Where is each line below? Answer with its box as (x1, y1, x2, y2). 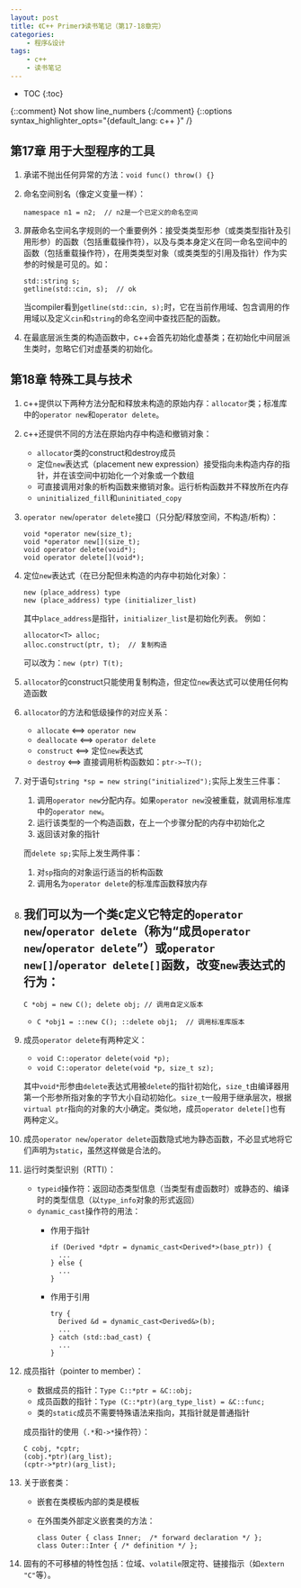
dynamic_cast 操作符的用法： (36, 1206, 141, 1217)
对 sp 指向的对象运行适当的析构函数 (36, 867, 164, 877)
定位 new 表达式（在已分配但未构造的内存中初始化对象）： (22, 569, 229, 581)
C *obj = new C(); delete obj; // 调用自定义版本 (22, 1001, 204, 1010)
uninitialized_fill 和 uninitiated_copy (36, 492, 182, 503)
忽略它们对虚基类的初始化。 (54, 343, 158, 354)
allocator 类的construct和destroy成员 (36, 447, 176, 458)
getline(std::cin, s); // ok (22, 285, 137, 294)
